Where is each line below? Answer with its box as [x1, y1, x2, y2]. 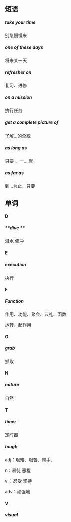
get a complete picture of [5, 119, 59, 125]
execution [5, 262, 26, 268]
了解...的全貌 [5, 133, 31, 139]
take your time [5, 19, 36, 25]
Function [5, 298, 24, 304]
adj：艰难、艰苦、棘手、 [5, 456, 55, 463]
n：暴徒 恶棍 [5, 467, 31, 473]
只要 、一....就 [5, 158, 34, 164]
